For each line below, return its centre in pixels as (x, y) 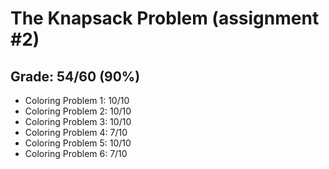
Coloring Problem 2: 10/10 (78, 111)
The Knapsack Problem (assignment (165, 18)
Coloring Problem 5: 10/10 (78, 143)
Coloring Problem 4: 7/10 (76, 132)
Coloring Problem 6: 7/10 (76, 153)
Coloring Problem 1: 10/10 (77, 100)
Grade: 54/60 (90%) (75, 76)
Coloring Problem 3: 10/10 (78, 121)
